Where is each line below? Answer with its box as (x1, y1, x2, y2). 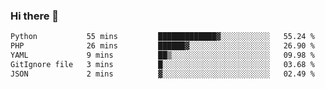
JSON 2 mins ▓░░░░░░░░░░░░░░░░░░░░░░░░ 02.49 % (10, 69, 315, 79)
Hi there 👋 (10, 9, 60, 23)
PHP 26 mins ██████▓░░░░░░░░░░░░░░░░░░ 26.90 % (10, 41, 315, 51)
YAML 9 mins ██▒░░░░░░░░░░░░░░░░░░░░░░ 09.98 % (10, 50, 315, 61)
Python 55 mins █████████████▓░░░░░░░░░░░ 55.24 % (10, 32, 315, 42)
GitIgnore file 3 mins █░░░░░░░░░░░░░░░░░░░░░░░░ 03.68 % (10, 59, 315, 69)
